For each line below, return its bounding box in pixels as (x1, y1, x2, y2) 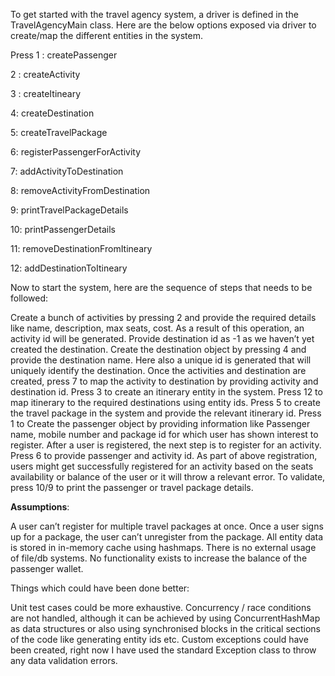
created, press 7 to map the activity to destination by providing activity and (10, 375, 319, 387)
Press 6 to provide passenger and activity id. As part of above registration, (10, 450, 318, 461)
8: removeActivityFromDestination (10, 185, 151, 196)
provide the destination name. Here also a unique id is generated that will (10, 354, 312, 366)
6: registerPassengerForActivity (10, 146, 141, 158)
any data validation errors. (10, 655, 118, 666)
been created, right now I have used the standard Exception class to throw (10, 644, 317, 656)
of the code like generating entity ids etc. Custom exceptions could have (10, 634, 309, 645)
